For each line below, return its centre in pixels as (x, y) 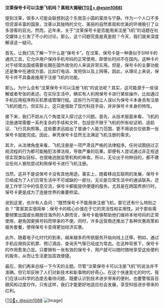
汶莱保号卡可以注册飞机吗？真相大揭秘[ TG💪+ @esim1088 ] (64, 8)
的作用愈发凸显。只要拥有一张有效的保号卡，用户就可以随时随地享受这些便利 (82, 250)
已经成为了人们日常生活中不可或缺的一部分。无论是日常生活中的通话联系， (80, 180)
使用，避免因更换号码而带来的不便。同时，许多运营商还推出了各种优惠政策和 (82, 221)
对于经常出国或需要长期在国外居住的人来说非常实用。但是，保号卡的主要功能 (82, 65)
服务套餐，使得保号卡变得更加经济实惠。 (46, 227)
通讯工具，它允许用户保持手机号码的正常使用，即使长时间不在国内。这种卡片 (82, 59)
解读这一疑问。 (20, 43)
